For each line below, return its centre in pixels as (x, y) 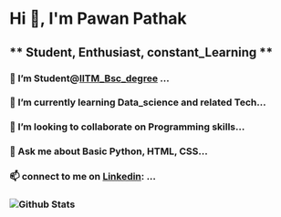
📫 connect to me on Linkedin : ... (83, 177)
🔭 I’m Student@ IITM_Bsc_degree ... (90, 78)
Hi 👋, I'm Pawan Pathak (98, 19)
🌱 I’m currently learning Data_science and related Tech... (138, 102)
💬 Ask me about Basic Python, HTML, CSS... (109, 151)
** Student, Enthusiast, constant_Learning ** (141, 52)
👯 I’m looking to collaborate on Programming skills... (127, 127)
